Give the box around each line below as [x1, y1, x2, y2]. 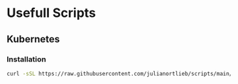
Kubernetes [6, 33, 60, 45]
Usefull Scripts [6, 5, 97, 21]
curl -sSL [6, 70, 36, 77]
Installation [6, 54, 47, 64]
